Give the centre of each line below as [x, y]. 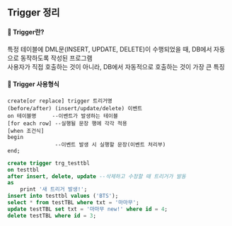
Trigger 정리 [34, 13]
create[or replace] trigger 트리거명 [60, 101]
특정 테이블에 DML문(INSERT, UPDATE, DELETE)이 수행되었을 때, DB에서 [110, 49]
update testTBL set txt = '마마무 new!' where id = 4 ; [88, 209]
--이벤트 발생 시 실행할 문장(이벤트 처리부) [110, 144]
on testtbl [23, 169]
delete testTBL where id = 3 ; [52, 215]
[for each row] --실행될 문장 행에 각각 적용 [67, 123]
